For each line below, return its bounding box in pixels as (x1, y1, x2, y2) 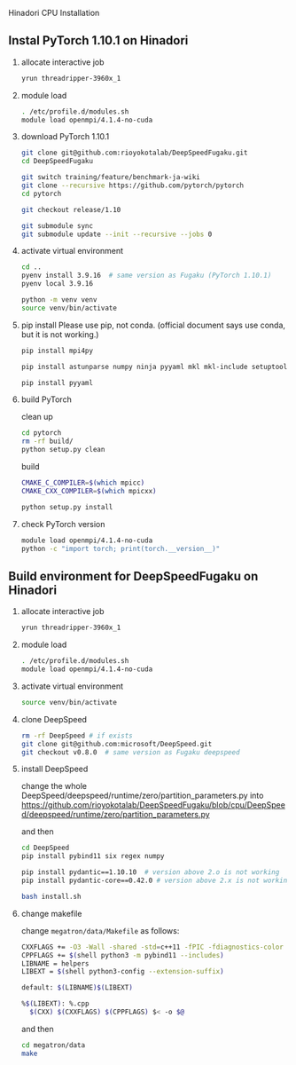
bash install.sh (20, 892, 82, 901)
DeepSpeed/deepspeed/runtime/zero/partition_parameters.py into (20, 790, 264, 801)
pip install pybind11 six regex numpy (20, 852, 165, 861)
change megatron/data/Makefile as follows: (20, 925, 180, 935)
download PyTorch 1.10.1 (20, 131, 110, 142)
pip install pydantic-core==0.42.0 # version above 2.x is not (20, 876, 261, 885)
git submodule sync (20, 221, 94, 230)
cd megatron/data (20, 1040, 86, 1050)
